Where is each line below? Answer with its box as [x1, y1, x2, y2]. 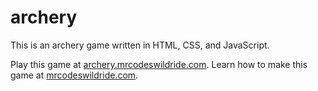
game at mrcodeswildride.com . [10, 69, 139, 81]
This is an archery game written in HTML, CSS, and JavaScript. [10, 39, 270, 51]
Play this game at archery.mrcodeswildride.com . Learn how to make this [10, 58, 308, 70]
